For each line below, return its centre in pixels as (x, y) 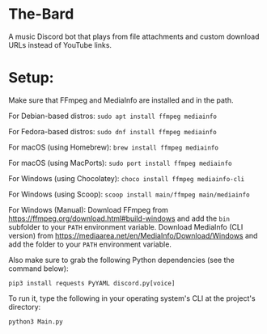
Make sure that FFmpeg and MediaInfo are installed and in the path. (121, 100)
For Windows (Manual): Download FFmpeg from (88, 209)
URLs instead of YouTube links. (60, 44)
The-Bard (41, 14)
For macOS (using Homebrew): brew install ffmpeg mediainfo (113, 147)
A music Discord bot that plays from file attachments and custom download (134, 36)
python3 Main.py (36, 321)
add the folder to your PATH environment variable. (90, 244)
